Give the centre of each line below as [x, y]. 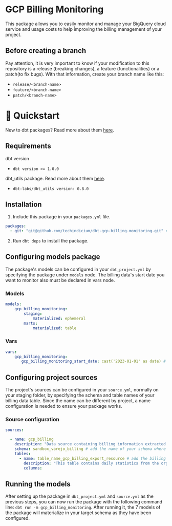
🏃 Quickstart [33, 115]
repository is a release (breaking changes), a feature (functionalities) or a [82, 68]
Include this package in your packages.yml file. [61, 217]
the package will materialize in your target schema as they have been [78, 513]
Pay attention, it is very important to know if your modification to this [77, 63]
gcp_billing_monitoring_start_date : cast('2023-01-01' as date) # [94, 361]
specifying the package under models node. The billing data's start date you [85, 275]
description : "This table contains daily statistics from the [91, 463]
